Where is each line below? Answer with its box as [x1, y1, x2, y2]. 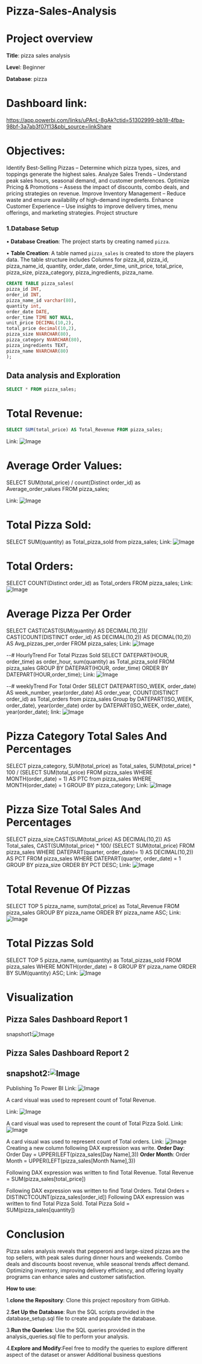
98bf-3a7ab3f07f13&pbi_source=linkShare [6, 123, 112, 131]
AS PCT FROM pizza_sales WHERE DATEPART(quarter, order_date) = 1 [6, 854, 181, 862]
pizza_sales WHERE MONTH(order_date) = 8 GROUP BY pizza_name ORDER [6, 963, 197, 970]
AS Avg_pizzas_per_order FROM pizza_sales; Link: [6, 640, 131, 647]
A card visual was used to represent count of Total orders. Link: [6, 1138, 164, 1145]
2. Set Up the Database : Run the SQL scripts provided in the [6, 1308, 155, 1316]
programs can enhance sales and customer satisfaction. [6, 1273, 146, 1280]
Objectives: [6, 144, 65, 158]
